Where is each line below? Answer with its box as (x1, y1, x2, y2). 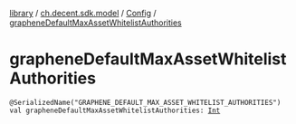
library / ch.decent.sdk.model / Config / (9, 8, 157, 18)
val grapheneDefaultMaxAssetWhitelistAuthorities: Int (9, 106, 221, 115)
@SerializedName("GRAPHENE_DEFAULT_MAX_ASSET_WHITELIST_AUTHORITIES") (9, 98, 282, 107)
